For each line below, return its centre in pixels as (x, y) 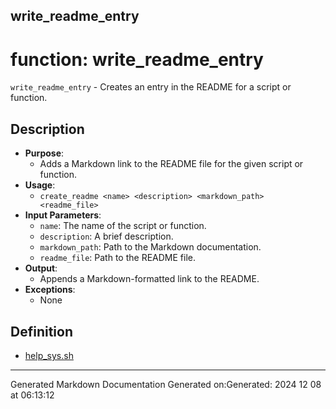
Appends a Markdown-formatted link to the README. (149, 279)
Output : (41, 268)
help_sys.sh (49, 355)
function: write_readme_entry (137, 59)
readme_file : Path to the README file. (117, 258)
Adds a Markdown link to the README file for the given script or (171, 164)
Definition (41, 331)
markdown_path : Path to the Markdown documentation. (150, 247)
